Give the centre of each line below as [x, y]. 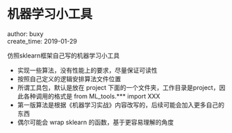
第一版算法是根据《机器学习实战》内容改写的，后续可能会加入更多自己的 [121, 105]
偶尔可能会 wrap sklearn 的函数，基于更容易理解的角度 [96, 122]
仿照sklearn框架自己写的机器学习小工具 [64, 55]
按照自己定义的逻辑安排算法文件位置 [69, 79]
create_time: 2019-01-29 [42, 41]
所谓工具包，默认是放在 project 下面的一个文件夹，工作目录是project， [118, 87]
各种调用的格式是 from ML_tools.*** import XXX [92, 96]
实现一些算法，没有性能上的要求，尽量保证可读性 [87, 70]
